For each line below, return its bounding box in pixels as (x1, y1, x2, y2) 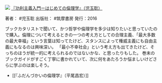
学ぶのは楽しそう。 (13, 62, 52, 68)
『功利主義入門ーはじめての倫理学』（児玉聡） (11, 5, 103, 11)
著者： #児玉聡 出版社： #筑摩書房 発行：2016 (5, 16, 97, 21)
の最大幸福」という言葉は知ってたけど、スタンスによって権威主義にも (5, 38, 145, 44)
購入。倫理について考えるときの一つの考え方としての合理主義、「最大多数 (9, 32, 156, 37)
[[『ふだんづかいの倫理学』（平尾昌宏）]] (12, 73, 89, 78)
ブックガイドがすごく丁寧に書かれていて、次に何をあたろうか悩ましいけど (5, 56, 153, 62)
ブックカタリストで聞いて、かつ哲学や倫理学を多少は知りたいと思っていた (5, 26, 154, 32)
